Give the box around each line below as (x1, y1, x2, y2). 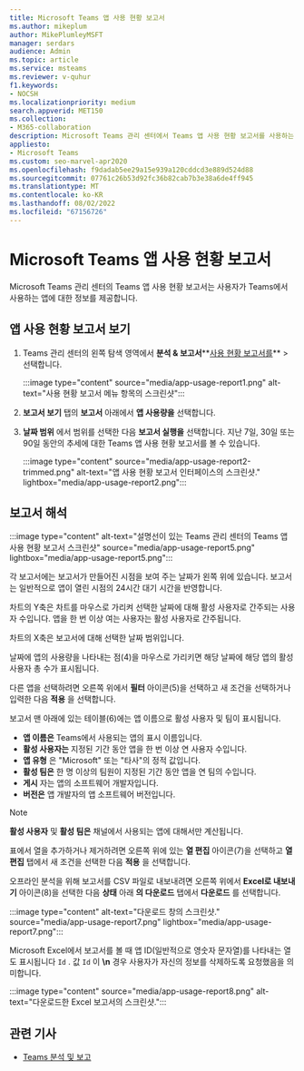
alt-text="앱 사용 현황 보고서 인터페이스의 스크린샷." (76, 467, 261, 477)
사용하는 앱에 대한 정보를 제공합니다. (9, 292, 138, 303)
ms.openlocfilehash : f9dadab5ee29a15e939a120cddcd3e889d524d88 (9, 165, 254, 174)
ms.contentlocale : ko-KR (9, 191, 103, 200)
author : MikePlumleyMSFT (9, 30, 103, 39)
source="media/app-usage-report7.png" (9, 917, 162, 928)
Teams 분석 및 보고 (22, 1052, 92, 1063)
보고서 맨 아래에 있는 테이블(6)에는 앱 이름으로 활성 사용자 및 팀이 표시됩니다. (9, 713, 281, 724)
